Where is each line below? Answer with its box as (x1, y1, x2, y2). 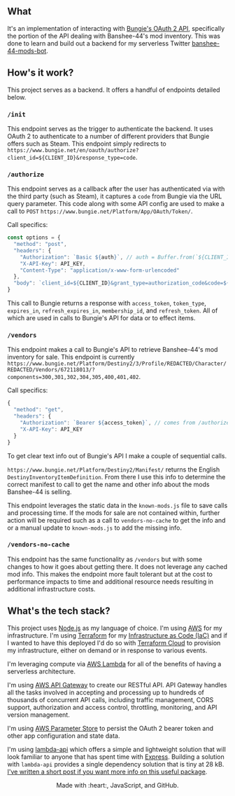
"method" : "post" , (13, 241, 68, 248)
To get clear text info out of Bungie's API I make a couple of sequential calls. (7, 451, 227, 460)
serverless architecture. (7, 667, 76, 675)
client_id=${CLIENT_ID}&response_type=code (7, 154, 136, 161)
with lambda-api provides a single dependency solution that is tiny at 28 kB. (7, 760, 225, 768)
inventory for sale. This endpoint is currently (7, 353, 135, 362)
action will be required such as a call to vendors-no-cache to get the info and (7, 516, 226, 524)
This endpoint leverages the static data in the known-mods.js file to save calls (7, 501, 228, 509)
